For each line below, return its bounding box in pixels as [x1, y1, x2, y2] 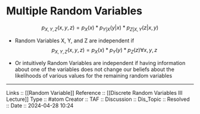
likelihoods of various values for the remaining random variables [14, 72, 173, 79]
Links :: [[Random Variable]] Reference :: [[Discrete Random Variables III [6, 89, 183, 96]
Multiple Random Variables [6, 4, 143, 18]
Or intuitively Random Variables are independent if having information [14, 59, 186, 66]
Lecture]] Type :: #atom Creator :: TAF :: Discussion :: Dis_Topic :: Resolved [6, 95, 190, 103]
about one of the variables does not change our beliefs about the [14, 66, 174, 73]
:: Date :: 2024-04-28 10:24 [6, 101, 74, 109]
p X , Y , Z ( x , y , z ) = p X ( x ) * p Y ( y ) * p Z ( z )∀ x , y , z [51, 46, 158, 55]
